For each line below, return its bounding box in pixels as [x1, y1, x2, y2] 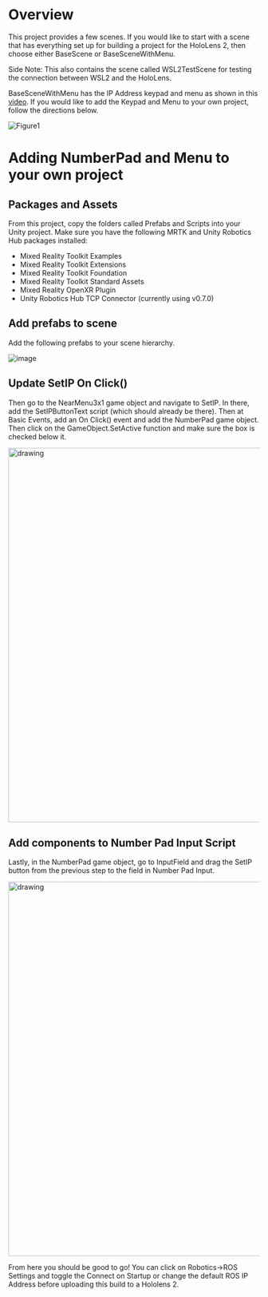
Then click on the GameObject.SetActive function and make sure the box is [8, 423, 255, 433]
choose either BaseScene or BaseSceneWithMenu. [8, 49, 175, 58]
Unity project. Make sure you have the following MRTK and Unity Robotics [8, 227, 252, 236]
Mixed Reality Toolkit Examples [19, 251, 122, 260]
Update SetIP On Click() [8, 377, 128, 391]
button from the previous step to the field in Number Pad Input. [8, 866, 215, 875]
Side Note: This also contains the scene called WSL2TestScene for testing [8, 64, 253, 73]
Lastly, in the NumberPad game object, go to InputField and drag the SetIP [8, 857, 253, 867]
